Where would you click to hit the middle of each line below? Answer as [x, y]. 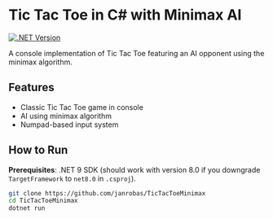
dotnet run [27, 208]
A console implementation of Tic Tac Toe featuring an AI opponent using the [136, 53]
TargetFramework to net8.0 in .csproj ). [72, 178]
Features [31, 88]
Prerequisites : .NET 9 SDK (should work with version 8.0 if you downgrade [134, 169]
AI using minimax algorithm [66, 116]
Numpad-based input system [69, 125]
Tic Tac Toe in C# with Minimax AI [125, 15]
